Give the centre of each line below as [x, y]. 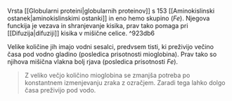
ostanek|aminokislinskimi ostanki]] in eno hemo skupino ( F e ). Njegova [109, 18]
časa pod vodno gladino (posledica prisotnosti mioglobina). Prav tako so [112, 54]
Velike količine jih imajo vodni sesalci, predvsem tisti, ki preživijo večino [111, 47]
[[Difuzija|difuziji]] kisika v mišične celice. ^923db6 [81, 33]
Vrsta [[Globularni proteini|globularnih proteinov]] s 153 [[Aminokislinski [111, 11]
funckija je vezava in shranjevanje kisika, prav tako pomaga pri [98, 26]
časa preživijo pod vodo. [60, 90]
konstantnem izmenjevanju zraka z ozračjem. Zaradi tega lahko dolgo [125, 83]
